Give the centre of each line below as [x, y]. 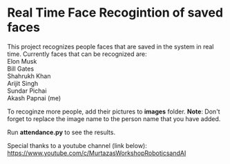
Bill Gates [21, 69]
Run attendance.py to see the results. [61, 132]
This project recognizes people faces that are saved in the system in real [111, 46]
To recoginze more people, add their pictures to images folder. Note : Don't [114, 111]
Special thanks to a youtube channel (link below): [77, 145]
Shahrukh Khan [29, 76]
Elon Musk [22, 61]
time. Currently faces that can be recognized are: [77, 54]
